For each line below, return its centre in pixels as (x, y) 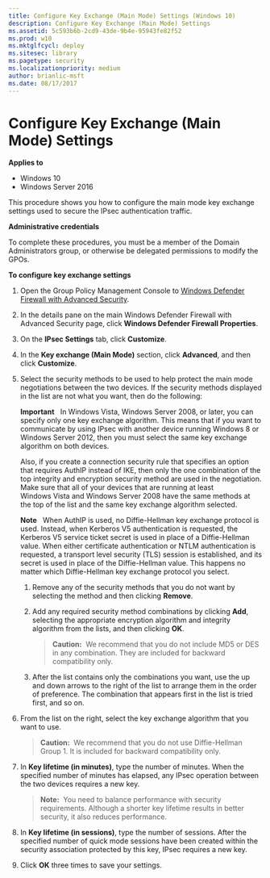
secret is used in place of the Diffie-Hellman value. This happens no (133, 563)
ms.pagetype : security (46, 61)
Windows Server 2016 (57, 187)
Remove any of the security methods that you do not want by (133, 587)
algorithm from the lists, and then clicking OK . (108, 629)
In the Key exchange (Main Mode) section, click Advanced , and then (135, 355)
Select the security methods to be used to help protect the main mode (136, 379)
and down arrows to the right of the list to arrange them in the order (144, 686)
